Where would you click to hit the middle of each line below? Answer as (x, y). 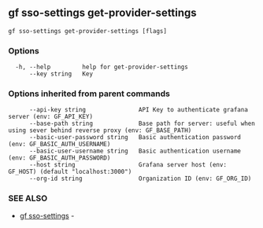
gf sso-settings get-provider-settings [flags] (88, 31)
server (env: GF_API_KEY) (50, 117)
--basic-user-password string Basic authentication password (135, 138)
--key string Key (61, 74)
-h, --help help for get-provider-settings (102, 67)
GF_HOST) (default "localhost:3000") (70, 172)
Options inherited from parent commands (89, 94)
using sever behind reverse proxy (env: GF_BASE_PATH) (100, 131)
